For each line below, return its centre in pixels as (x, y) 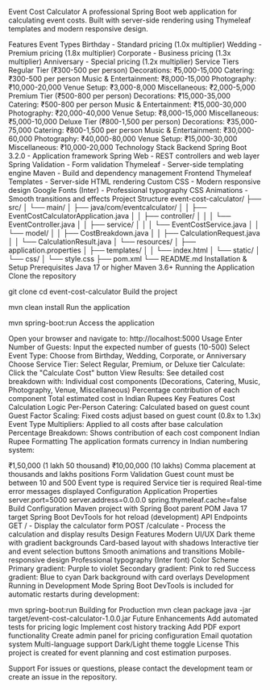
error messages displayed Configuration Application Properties (113, 491)
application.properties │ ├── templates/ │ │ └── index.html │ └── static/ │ (134, 250)
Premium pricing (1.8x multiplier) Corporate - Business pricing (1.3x (120, 53)
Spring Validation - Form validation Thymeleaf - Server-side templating (126, 164)
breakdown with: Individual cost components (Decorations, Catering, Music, (134, 381)
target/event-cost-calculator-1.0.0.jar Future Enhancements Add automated (133, 618)
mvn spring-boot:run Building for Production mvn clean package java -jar (130, 610)
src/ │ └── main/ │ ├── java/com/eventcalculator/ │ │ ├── (108, 207)
